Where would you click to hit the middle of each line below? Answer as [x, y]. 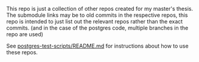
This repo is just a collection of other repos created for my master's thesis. [100, 9]
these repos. [22, 52]
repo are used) [25, 34]
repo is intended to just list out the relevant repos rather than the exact [95, 21]
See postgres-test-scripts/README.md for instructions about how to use [97, 46]
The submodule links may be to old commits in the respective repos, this [97, 15]
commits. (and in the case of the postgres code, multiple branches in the [97, 28]
